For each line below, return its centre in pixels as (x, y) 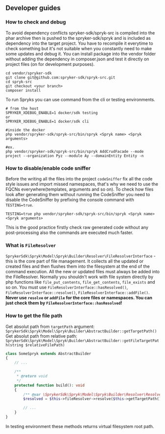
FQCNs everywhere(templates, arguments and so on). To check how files (80, 189)
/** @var (32, 394)
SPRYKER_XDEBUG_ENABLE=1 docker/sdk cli (47, 121)
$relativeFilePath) (45, 345)
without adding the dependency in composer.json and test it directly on (77, 59)
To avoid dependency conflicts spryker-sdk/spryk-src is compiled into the (80, 33)
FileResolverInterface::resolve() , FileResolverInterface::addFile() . (78, 292)
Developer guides (33, 8)
